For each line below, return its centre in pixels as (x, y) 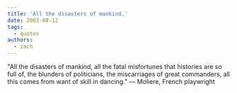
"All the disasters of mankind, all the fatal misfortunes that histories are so (115, 67)
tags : (15, 27)
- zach (23, 46)
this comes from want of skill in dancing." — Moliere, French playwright (111, 81)
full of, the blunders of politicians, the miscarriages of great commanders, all (118, 74)
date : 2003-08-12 (33, 20)
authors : (20, 40)
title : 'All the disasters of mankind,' (68, 14)
